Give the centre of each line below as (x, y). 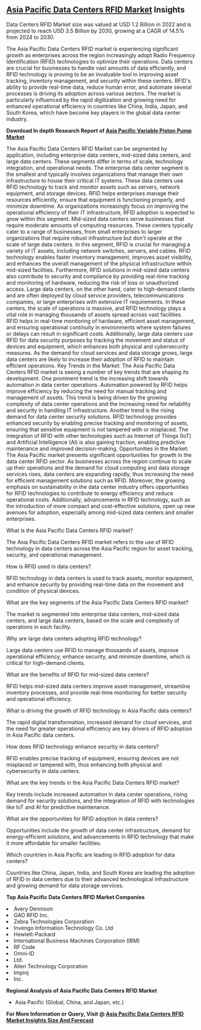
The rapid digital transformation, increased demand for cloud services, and (99, 722)
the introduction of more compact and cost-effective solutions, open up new (100, 506)
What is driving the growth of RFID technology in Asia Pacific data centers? (99, 710)
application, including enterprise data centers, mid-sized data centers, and (98, 155)
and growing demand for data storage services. (65, 885)
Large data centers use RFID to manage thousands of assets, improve (92, 650)
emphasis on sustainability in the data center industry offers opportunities (97, 486)
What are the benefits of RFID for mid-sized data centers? (78, 674)
